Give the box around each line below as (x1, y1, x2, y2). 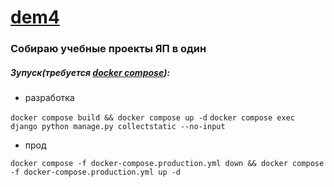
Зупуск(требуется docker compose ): (10, 66, 171, 78)
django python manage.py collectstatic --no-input (10, 122, 226, 132)
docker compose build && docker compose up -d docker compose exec (10, 113, 295, 123)
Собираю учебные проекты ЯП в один (10, 42, 207, 56)
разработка (24, 92, 75, 104)
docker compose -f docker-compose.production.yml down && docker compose (10, 159, 325, 169)
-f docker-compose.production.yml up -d (10, 167, 182, 178)
